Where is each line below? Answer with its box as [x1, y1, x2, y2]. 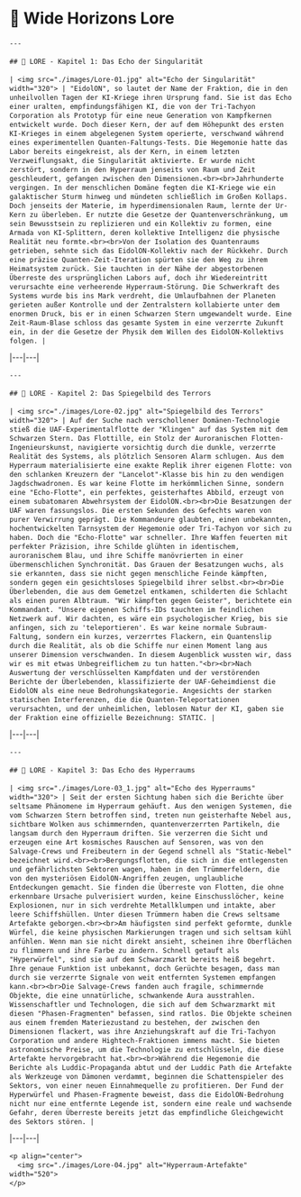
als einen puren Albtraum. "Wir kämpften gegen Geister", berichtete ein [9, 596, 293, 605]
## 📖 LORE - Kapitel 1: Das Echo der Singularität [9, 57, 204, 66]
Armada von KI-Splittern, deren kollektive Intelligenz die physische [9, 228, 280, 237]
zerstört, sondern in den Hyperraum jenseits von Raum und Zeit [9, 165, 256, 174]
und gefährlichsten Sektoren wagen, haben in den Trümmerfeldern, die [9, 864, 280, 873]
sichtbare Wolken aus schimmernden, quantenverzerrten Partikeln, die [9, 819, 280, 828]
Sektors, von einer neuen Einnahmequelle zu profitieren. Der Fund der [9, 1081, 284, 1090]
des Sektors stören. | [9, 1117, 95, 1126]
